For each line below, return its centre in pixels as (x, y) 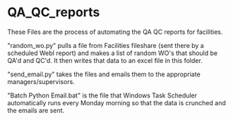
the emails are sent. (36, 110)
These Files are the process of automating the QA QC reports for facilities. (115, 32)
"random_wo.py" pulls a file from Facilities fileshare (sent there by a (106, 45)
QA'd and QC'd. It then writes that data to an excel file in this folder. (105, 60)
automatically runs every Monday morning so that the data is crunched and (116, 102)
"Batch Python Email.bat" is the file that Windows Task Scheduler (102, 95)
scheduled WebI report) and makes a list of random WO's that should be (112, 53)
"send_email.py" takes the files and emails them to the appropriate (104, 74)
